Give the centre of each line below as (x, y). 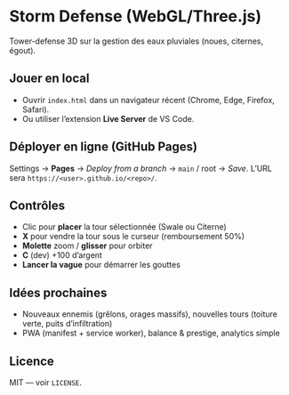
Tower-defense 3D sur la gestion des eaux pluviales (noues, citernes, (136, 41)
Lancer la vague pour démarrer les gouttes (101, 265)
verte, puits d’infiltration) (67, 324)
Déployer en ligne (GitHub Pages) (104, 147)
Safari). (36, 109)
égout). (23, 50)
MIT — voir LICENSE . (46, 383)
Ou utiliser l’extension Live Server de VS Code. (108, 118)
